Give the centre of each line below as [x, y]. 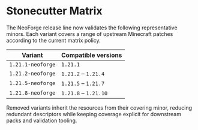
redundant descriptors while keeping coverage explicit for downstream [94, 114]
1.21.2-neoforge [32, 73]
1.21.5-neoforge [32, 83]
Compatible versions [91, 55]
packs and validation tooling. [42, 120]
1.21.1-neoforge [32, 64]
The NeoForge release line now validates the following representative [92, 28]
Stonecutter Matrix [55, 11]
